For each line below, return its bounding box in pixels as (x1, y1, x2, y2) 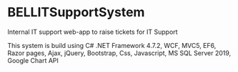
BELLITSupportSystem (7, 4, 145, 20)
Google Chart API (7, 56, 59, 64)
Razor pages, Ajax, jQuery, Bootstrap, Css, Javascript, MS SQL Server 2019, (7, 49, 232, 57)
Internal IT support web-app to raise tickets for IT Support (7, 28, 178, 36)
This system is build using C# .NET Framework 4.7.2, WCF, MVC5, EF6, (7, 41, 217, 49)
